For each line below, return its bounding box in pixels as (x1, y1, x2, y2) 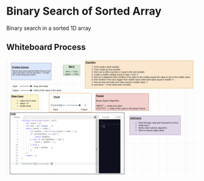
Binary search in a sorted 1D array (6, 24, 91, 32)
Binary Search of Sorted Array (6, 4, 162, 18)
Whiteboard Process (6, 42, 86, 52)
